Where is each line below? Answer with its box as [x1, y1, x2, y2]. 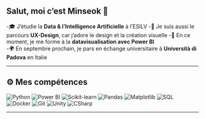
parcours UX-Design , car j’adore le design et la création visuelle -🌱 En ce [6, 31, 191, 38]
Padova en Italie [6, 53, 48, 61]
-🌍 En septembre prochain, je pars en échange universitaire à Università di [6, 45, 197, 52]
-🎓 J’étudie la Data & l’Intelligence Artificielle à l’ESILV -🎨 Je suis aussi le [6, 23, 195, 30]
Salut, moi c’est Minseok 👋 [6, 6, 109, 16]
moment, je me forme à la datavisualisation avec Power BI [6, 38, 154, 45]
